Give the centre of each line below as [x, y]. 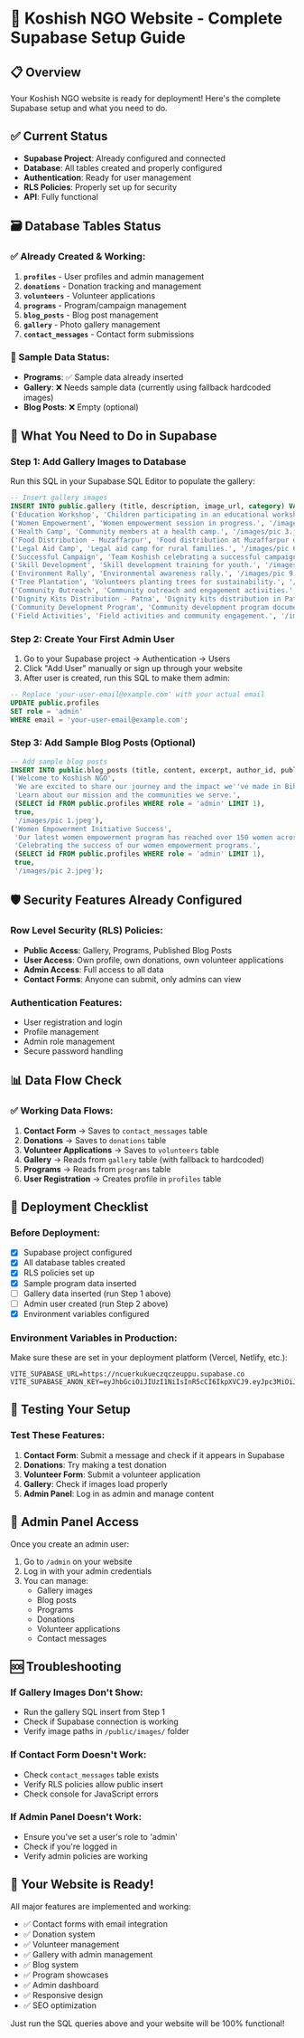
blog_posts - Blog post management [91, 315]
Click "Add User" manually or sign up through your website [133, 668]
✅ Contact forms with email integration [96, 1924]
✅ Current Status [59, 136]
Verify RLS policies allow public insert [93, 1784]
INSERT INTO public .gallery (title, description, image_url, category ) [147, 507]
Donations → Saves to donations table [95, 1140]
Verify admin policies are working [85, 1856]
